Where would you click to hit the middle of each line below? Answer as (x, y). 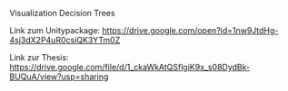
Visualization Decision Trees (62, 13)
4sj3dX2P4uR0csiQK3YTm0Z (65, 40)
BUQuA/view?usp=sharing (59, 77)
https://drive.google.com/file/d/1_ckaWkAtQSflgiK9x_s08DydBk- (130, 67)
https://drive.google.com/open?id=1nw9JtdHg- (190, 30)
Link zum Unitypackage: (55, 30)
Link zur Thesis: (40, 57)
